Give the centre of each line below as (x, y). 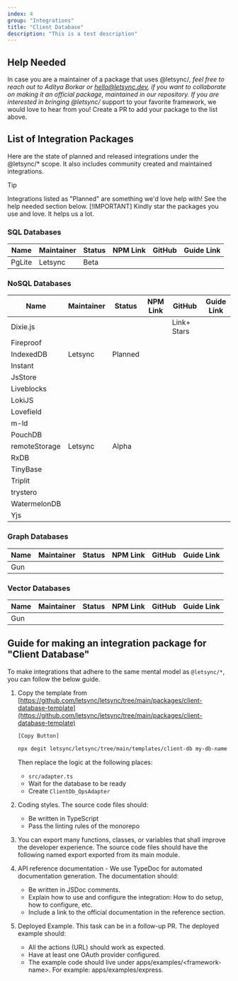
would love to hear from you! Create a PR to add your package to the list (113, 110)
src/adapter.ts (50, 776)
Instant (22, 366)
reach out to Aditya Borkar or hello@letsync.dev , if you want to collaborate (117, 87)
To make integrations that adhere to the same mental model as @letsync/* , (116, 671)
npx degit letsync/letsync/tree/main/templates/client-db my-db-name (123, 748)
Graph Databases (38, 537)
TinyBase (27, 469)
